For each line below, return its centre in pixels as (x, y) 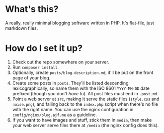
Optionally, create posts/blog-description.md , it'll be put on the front (83, 72)
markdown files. (22, 28)
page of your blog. (31, 77)
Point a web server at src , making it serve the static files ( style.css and (86, 99)
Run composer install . (35, 67)
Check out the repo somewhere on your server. (61, 62)
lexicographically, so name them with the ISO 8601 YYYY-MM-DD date (81, 88)
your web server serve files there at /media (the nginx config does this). (85, 125)
